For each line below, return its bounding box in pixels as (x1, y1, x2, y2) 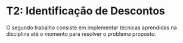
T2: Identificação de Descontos (6, 4, 166, 18)
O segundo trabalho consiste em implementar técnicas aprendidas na (6, 24, 177, 31)
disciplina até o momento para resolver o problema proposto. (6, 30, 156, 37)
